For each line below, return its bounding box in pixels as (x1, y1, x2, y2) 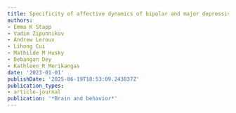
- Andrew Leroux (7, 36, 55, 44)
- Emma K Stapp (7, 23, 52, 30)
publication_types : (7, 82, 65, 89)
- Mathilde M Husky (7, 50, 65, 57)
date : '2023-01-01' (7, 69, 65, 76)
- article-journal (7, 88, 61, 95)
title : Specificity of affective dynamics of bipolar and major (7, 10, 199, 18)
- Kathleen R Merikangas (7, 62, 80, 69)
